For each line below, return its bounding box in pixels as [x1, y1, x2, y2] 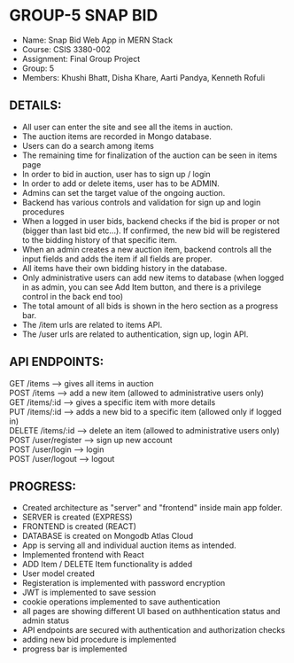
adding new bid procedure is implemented [21, 635, 177, 645]
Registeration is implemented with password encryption [21, 578, 226, 589]
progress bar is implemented [21, 643, 128, 654]
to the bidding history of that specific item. [21, 234, 178, 245]
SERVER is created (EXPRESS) [21, 511, 133, 523]
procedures [21, 206, 65, 217]
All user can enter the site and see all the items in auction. [21, 121, 233, 132]
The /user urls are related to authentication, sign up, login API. [21, 329, 249, 339]
